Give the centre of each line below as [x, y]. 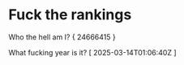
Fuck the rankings [70, 15]
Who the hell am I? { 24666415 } [62, 37]
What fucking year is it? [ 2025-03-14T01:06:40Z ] [92, 52]
